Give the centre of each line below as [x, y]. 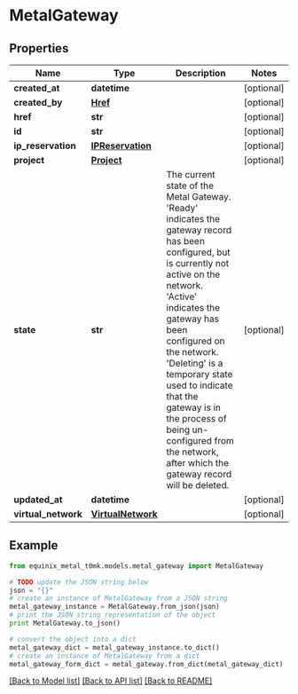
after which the [197, 463]
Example [34, 545]
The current [191, 174]
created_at [37, 88]
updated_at [38, 500]
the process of [196, 418]
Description [200, 73]
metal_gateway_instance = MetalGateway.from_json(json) [114, 607]
